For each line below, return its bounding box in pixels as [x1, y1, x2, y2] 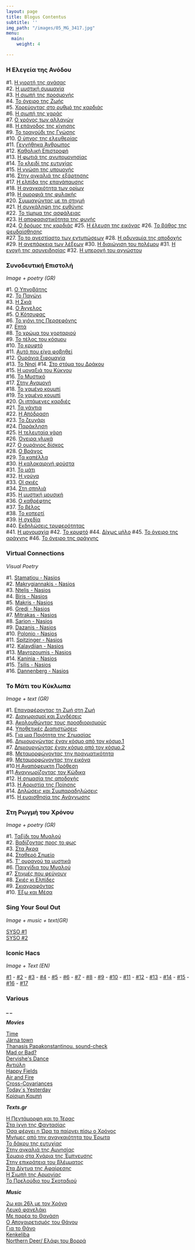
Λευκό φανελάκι [6, 1206, 47, 1213]
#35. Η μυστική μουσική [6, 491, 64, 498]
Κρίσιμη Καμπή [6, 1093, 42, 1100]
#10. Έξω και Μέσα [6, 889, 53, 896]
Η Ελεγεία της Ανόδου [6, 66, 72, 74]
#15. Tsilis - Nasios [6, 661, 51, 668]
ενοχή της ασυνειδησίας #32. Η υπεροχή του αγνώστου [6, 247, 142, 254]
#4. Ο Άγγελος [6, 305, 42, 312]
